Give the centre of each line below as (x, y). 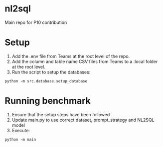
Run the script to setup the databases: (51, 72)
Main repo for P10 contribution (36, 22)
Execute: (21, 130)
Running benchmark (48, 101)
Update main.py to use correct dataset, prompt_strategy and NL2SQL (83, 120)
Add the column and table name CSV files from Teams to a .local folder (85, 61)
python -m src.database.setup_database (46, 81)
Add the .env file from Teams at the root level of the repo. (71, 56)
